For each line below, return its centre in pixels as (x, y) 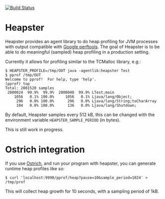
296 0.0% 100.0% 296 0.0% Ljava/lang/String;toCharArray (86, 101)
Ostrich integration (45, 150)
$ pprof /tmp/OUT (23, 75)
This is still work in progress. (34, 130)
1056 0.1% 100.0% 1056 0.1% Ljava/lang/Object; (73, 97)
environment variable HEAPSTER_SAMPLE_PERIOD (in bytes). (63, 120)
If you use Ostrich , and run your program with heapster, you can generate (81, 163)
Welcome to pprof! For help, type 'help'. (51, 79)
